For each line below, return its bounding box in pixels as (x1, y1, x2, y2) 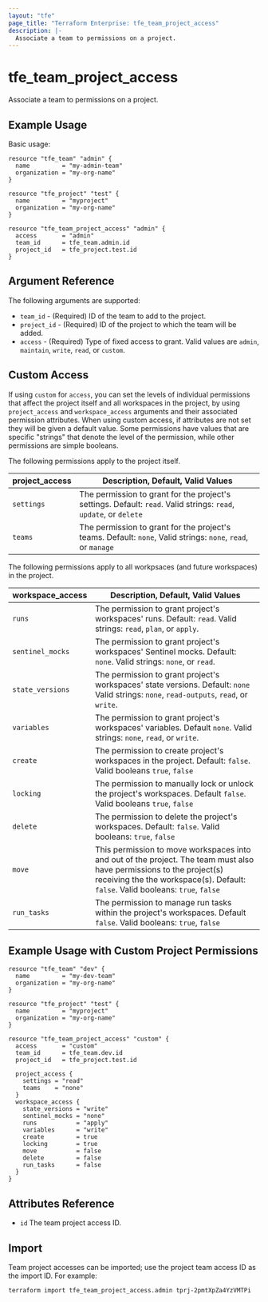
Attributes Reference (8, 1196, 115, 1210)
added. (19, 328, 44, 337)
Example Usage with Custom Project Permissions (8, 945, 259, 958)
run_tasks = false (22, 1161, 102, 1169)
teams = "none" (22, 1084, 84, 1092)
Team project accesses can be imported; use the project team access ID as (8, 1263, 257, 1272)
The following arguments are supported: (8, 295, 141, 305)
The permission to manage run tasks (94, 897, 232, 908)
